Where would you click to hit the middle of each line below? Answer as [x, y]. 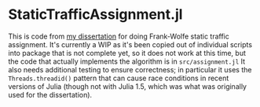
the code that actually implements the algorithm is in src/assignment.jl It [127, 61]
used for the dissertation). [50, 94]
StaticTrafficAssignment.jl [95, 15]
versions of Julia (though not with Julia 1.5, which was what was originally [128, 86]
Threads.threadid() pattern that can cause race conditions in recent [119, 78]
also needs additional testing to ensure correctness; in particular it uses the [130, 69]
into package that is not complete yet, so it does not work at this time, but [127, 53]
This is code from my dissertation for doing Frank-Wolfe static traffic [119, 36]
